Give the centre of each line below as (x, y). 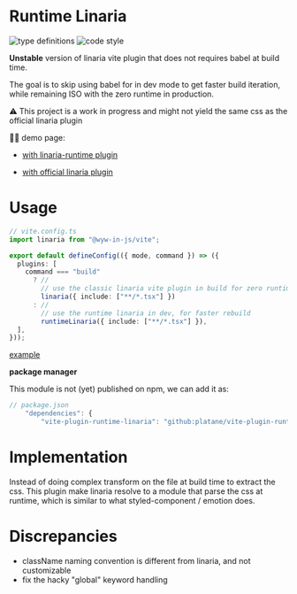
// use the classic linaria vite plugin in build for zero (152, 289)
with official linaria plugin (67, 172)
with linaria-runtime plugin (70, 154)
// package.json (39, 405)
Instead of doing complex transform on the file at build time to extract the (142, 482)
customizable (46, 570)
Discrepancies (63, 536)
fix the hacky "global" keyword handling (95, 579)
